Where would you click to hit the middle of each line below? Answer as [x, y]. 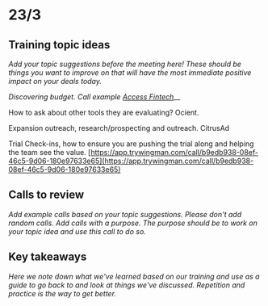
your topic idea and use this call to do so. [77, 231]
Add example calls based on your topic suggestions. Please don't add [125, 214]
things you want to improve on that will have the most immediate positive [130, 73]
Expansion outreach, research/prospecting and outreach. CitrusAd [119, 128]
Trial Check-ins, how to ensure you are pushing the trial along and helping [131, 144]
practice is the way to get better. [63, 293]
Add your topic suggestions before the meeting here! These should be [125, 64]
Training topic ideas [59, 45]
